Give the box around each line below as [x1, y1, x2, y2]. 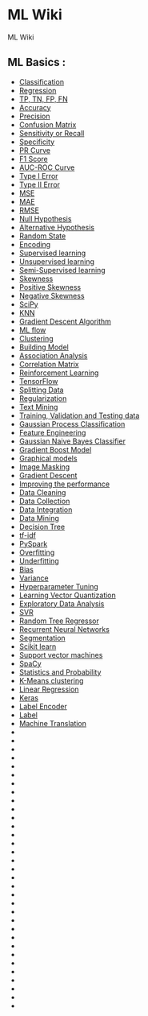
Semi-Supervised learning [18, 265, 106, 275]
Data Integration [18, 505, 73, 514]
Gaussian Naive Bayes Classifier [18, 436, 126, 446]
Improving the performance [18, 479, 110, 489]
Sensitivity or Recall [18, 128, 85, 138]
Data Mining [18, 513, 59, 522]
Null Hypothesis [18, 213, 72, 223]
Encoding [18, 239, 51, 249]
